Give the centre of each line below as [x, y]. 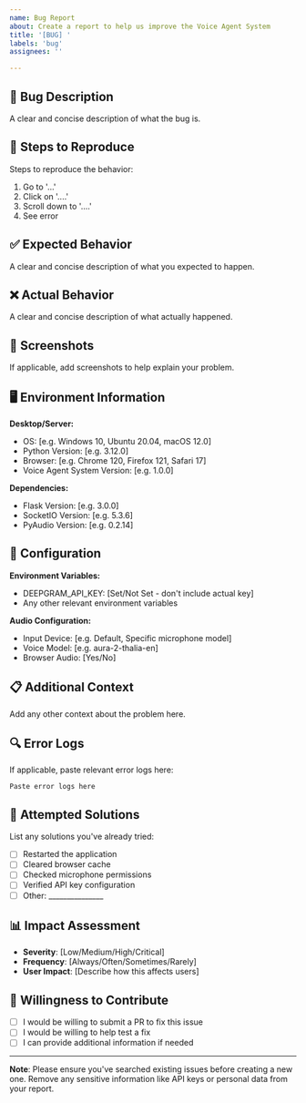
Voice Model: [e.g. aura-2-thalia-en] [91, 648]
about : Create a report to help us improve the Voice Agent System [140, 26]
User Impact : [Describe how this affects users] [111, 972]
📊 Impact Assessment [75, 925]
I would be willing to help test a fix [87, 1032]
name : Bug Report [42, 18]
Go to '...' [39, 187]
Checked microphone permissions [87, 874]
